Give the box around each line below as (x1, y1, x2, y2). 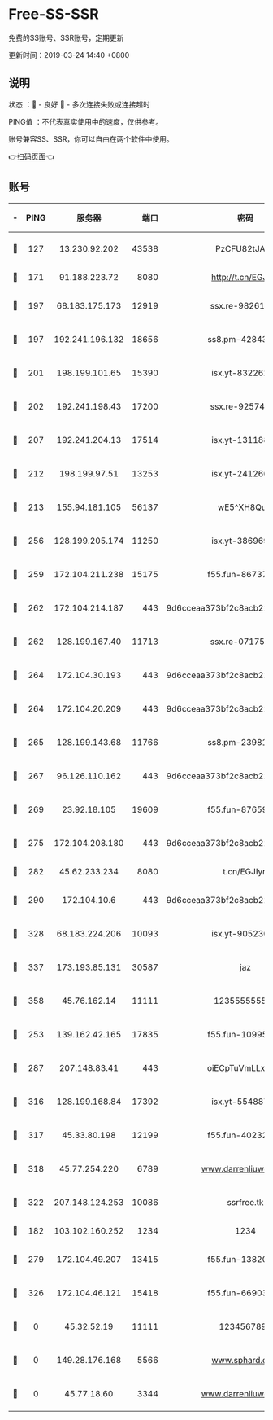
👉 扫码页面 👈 (8, 151, 55, 161)
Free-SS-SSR (8, 5, 99, 24)
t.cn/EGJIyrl (223, 866, 268, 877)
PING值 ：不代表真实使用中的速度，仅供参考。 (8, 116, 163, 126)
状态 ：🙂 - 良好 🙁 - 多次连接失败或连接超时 (8, 99, 150, 109)
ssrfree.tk (227, 1196, 264, 1207)
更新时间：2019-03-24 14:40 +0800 (8, 50, 130, 59)
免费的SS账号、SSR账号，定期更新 (8, 33, 124, 42)
